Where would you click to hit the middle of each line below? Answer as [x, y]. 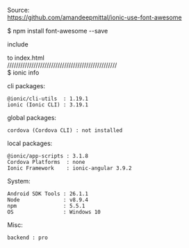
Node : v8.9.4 [48, 200]
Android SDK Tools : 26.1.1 [48, 194]
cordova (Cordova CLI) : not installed [65, 131]
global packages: [32, 118]
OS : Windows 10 [54, 212]
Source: [18, 10]
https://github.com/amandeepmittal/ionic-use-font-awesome [94, 17]
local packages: [30, 143]
